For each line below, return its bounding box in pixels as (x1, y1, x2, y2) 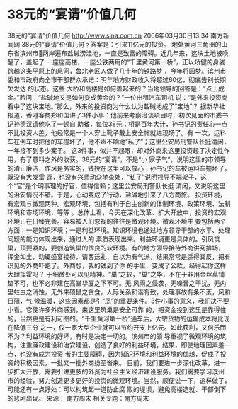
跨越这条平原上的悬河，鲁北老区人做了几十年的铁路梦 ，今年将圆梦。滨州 (7, 67, 220, 75)
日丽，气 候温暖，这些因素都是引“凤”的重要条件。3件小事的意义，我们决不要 (7, 296, 229, 305)
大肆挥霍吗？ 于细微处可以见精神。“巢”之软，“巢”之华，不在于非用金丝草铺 (7, 270, 225, 278)
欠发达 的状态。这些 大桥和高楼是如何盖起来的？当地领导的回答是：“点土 (7, 84, 219, 93)
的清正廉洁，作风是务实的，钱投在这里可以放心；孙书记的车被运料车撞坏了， (7, 163, 231, 172)
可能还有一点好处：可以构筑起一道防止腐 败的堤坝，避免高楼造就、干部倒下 (7, 385, 227, 393)
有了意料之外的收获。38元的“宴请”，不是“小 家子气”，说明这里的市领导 (19, 155, 227, 163)
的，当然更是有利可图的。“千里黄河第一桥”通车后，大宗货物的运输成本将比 (7, 314, 225, 323)
